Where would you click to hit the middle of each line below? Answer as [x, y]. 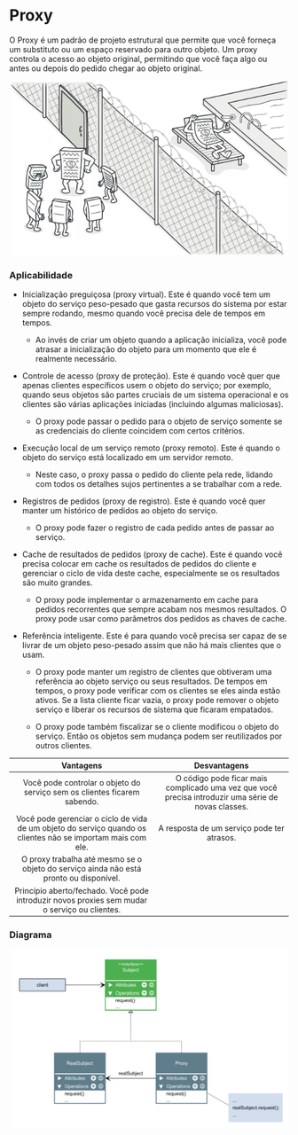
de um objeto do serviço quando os [82, 828]
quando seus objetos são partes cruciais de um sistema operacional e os [155, 395]
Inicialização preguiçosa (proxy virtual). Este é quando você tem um [146, 294]
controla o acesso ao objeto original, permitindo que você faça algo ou [138, 59]
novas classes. [221, 806]
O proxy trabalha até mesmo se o [82, 859]
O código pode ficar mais [221, 778]
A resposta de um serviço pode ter [222, 828]
